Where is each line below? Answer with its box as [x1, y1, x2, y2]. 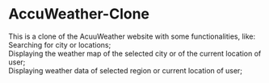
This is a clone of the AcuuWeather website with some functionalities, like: [8, 31, 256, 41]
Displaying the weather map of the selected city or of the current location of [8, 48, 262, 58]
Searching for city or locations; [8, 39, 111, 49]
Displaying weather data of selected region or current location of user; [8, 65, 243, 75]
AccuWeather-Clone [8, 5, 150, 23]
